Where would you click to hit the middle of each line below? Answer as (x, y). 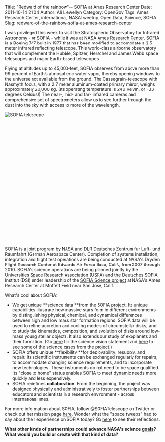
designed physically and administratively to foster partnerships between (85, 389)
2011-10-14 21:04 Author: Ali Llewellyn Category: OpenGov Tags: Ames (77, 12)
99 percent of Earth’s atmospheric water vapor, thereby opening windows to (82, 73)
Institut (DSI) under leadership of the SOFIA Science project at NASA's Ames (83, 280)
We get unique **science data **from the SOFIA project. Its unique (80, 305)
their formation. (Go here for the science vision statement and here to (83, 341)
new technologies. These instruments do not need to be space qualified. (86, 368)
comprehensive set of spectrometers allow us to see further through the (78, 100)
